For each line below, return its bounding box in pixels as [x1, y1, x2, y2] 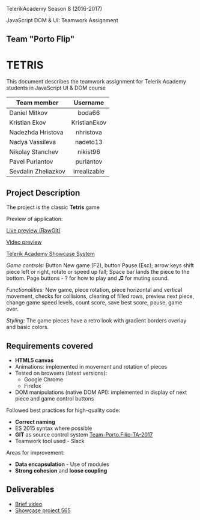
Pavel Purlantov [9, 157, 53, 166]
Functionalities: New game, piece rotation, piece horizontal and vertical [6, 286, 183, 294]
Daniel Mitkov [9, 109, 48, 117]
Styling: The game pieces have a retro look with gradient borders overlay [6, 317, 187, 324]
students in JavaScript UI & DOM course [6, 84, 106, 92]
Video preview [6, 238, 42, 246]
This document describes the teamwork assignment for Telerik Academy [6, 78, 186, 85]
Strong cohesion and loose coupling [14, 467, 108, 474]
